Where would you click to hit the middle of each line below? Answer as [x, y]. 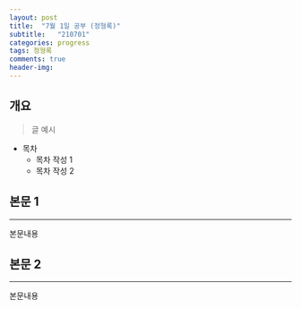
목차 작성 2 [55, 170]
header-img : [31, 68]
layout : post [34, 17]
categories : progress [50, 43]
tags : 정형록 [30, 51]
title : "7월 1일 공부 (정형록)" [65, 26]
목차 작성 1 [54, 159]
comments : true [38, 59]
